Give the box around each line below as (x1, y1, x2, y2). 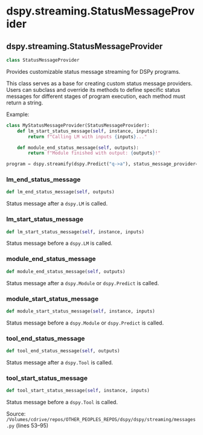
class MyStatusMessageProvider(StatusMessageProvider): (6, 122, 150, 128)
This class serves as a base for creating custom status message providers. (6, 80, 193, 87)
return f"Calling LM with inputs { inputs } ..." (28, 134, 147, 140)
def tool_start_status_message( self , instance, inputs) (6, 388, 150, 394)
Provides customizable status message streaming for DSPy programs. (6, 68, 181, 75)
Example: (6, 111, 30, 118)
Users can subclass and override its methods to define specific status (6, 86, 180, 93)
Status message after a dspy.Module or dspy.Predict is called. (6, 279, 159, 286)
